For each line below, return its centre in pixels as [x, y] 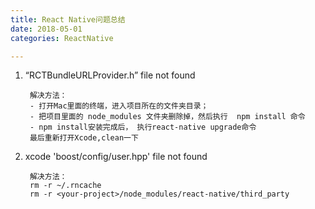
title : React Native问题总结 [68, 19]
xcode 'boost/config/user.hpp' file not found [116, 157]
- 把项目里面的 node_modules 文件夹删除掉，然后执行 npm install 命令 [167, 117]
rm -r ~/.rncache [65, 186]
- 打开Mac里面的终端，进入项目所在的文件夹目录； [119, 106]
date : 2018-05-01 [46, 29]
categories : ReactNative [62, 38]
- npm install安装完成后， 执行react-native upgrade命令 [143, 127]
